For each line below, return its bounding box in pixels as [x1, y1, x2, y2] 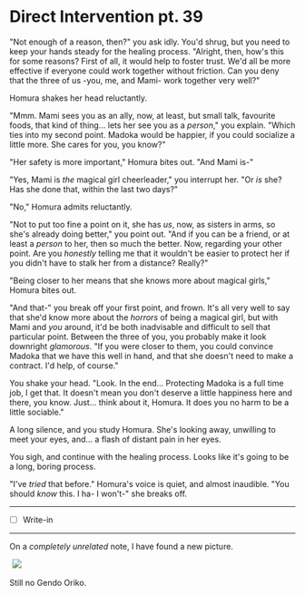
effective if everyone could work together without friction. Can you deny [9, 65, 280, 76]
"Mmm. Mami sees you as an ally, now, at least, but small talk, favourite [9, 110, 276, 121]
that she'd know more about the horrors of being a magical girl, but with [9, 311, 279, 323]
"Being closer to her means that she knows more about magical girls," [9, 275, 271, 286]
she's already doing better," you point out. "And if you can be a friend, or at [9, 229, 290, 239]
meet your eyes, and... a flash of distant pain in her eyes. [9, 434, 221, 444]
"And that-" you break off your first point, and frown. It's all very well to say [9, 302, 290, 313]
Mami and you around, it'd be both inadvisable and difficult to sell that [9, 321, 271, 332]
